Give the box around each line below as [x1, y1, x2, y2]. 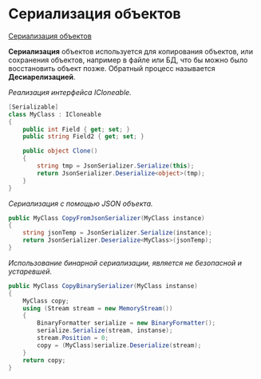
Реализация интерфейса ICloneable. [8, 87, 132, 97]
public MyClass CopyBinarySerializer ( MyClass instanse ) [8, 282, 198, 290]
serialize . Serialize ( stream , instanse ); [37, 326, 173, 335]
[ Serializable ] [8, 103, 59, 111]
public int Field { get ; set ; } [22, 125, 130, 133]
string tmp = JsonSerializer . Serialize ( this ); [37, 162, 195, 170]
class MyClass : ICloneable [8, 110, 102, 118]
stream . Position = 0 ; [37, 334, 109, 342]
